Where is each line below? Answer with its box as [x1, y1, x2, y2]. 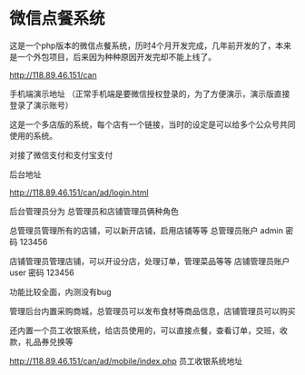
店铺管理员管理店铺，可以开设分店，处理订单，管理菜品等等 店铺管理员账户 [9, 255, 290, 266]
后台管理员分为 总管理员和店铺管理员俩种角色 [9, 205, 179, 216]
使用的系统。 [9, 130, 57, 141]
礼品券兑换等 [25, 336, 74, 347]
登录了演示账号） [9, 99, 74, 110]
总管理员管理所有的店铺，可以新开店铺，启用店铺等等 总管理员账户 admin [9, 224, 284, 236]
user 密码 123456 [9, 267, 74, 278]
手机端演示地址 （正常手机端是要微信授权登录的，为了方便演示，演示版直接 [9, 88, 290, 99]
